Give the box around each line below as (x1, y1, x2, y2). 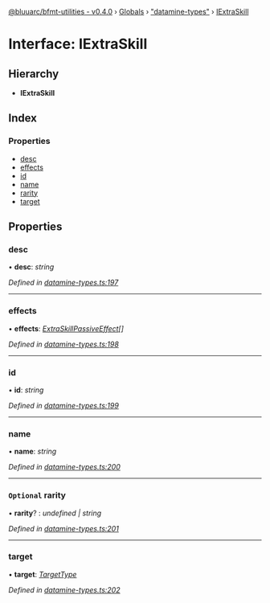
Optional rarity (8, 490, 67, 501)
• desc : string (8, 262, 55, 272)
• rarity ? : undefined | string (8, 508, 102, 518)
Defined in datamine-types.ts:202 (8, 585, 121, 594)
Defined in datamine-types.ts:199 (8, 400, 119, 410)
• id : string (8, 385, 44, 395)
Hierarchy (8, 67, 59, 80)
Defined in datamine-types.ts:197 (8, 277, 119, 288)
